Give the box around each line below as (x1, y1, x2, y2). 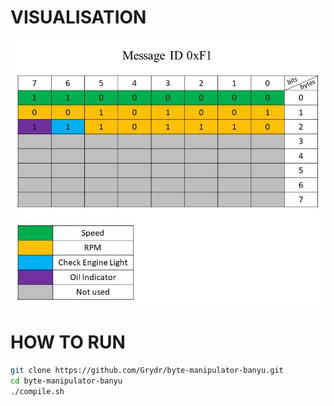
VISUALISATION (10, 6, 147, 29)
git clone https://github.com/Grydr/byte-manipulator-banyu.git (10, 366, 284, 376)
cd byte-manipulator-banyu (10, 376, 123, 386)
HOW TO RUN (10, 331, 126, 354)
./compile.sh (10, 386, 65, 396)
